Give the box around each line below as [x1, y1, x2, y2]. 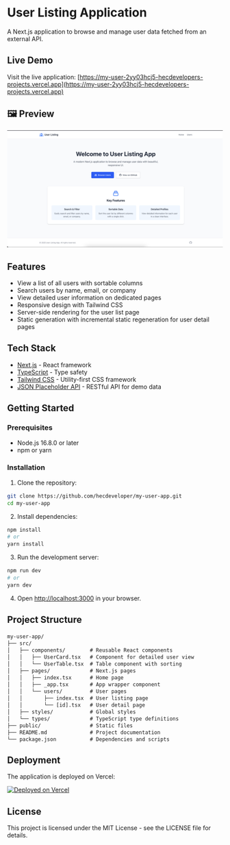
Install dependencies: [16, 512, 78, 520]
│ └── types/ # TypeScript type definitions [7, 715, 179, 722]
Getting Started [7, 402, 75, 414]
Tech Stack [7, 343, 56, 354]
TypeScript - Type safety [16, 368, 88, 376]
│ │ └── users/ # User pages [7, 687, 127, 695]
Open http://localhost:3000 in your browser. [16, 594, 142, 602]
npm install [7, 526, 41, 533]
